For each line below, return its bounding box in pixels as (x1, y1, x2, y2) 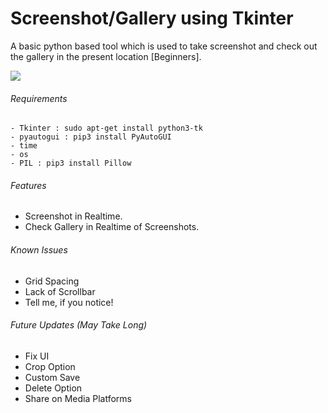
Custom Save (24, 371, 81, 383)
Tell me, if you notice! (24, 296, 114, 308)
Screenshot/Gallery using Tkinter (10, 7, 294, 30)
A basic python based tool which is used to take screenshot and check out (10, 40, 318, 52)
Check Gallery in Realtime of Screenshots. (24, 221, 200, 233)
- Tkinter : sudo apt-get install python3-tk (10, 123, 203, 134)
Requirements (10, 92, 68, 104)
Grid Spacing (24, 275, 80, 287)
